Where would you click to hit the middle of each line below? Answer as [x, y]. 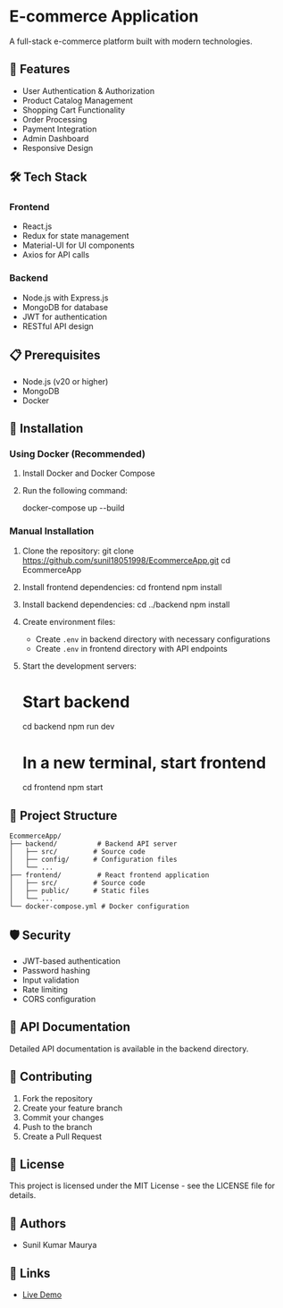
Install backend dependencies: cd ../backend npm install [126, 604]
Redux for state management [75, 236]
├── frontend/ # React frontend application [109, 875]
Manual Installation [52, 531]
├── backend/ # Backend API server [93, 844]
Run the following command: [75, 491]
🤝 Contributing [51, 1077]
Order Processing [54, 119]
